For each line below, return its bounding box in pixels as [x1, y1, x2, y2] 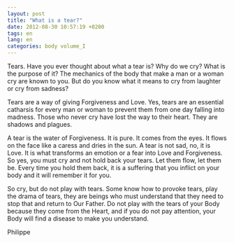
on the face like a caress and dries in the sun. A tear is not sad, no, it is [7, 141, 211, 149]
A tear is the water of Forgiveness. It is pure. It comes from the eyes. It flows [7, 134, 227, 142]
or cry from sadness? [7, 85, 68, 92]
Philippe [7, 228, 31, 236]
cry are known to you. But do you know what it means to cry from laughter [7, 77, 221, 85]
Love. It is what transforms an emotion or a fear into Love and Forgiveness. [7, 148, 223, 157]
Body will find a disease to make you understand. [7, 214, 149, 223]
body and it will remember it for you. [7, 171, 112, 179]
